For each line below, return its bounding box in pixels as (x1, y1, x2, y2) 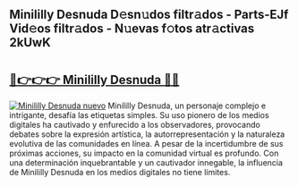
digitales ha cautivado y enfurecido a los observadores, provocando (9, 120, 261, 130)
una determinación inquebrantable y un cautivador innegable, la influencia (9, 157, 284, 168)
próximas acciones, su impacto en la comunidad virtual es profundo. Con (9, 148, 279, 158)
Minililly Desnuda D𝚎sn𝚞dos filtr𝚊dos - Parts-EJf (9, 7, 289, 22)
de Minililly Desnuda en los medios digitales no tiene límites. (9, 167, 231, 177)
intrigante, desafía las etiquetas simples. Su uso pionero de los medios (9, 110, 270, 120)
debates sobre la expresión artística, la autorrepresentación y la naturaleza (9, 129, 285, 139)
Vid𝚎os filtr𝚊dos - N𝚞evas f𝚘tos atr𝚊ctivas (9, 21, 255, 37)
